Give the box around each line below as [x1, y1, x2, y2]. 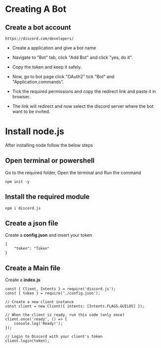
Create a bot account [5, 23, 72, 32]
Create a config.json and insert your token [5, 232, 92, 238]
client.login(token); [5, 339, 50, 344]
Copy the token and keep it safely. [12, 64, 82, 70]
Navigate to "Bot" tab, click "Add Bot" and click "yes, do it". [12, 54, 133, 60]
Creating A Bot [5, 3, 67, 15]
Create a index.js [5, 277, 40, 283]
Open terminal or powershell [5, 157, 95, 165]
